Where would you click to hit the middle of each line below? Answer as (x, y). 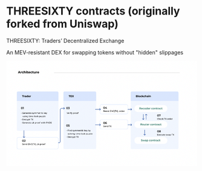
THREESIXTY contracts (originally (93, 11)
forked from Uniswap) (63, 24)
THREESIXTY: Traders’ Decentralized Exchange (65, 40)
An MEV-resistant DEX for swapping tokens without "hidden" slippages (95, 52)
